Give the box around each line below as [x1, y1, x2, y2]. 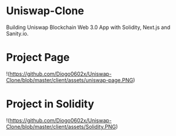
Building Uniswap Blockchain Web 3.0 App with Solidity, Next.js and [6, 24, 171, 31]
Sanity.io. [6, 30, 29, 37]
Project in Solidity [6, 98, 94, 111]
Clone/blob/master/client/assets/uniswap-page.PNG [6, 76, 134, 83]
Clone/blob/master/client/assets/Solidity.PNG [6, 123, 117, 130]
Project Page [6, 51, 70, 64]
